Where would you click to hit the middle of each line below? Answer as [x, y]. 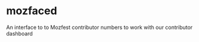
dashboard [19, 33]
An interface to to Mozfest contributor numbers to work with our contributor [99, 27]
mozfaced [32, 11]
